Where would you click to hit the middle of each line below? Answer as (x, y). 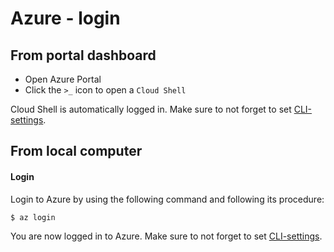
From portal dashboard (83, 55)
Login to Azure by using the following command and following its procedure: (167, 199)
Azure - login (65, 18)
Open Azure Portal (63, 79)
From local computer (76, 151)
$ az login (33, 217)
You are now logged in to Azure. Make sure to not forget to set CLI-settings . (166, 236)
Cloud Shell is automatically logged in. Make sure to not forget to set (151, 109)
